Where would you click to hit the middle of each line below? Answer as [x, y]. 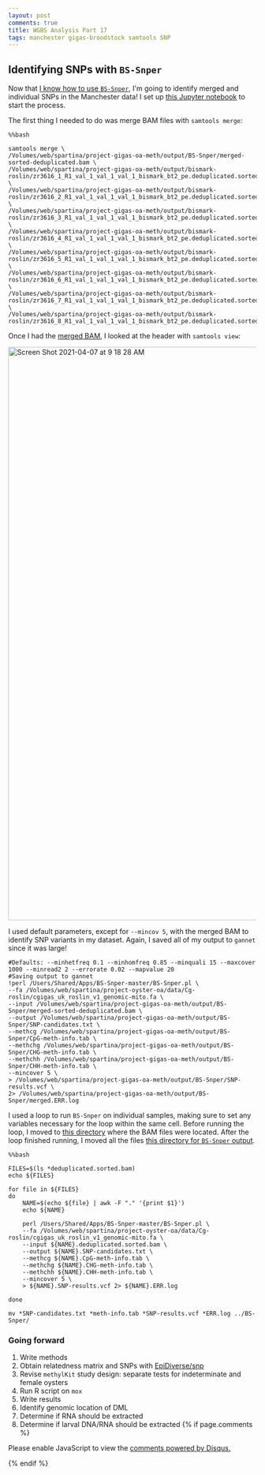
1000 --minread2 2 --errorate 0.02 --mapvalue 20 [91, 970]
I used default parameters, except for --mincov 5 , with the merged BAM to [129, 932]
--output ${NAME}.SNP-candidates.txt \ [88, 1252]
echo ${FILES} [32, 1176]
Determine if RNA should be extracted [81, 1416]
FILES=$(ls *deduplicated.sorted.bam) [72, 1169]
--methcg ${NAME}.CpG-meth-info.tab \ [86, 1259]
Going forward [37, 1340]
